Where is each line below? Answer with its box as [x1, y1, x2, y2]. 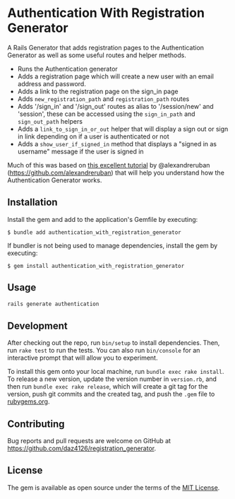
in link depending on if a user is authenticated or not [17, 132, 169, 141]
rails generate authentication [7, 300, 100, 307]
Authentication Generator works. [7, 175, 102, 184]
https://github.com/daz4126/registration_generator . [7, 444, 157, 453]
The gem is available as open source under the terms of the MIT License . [7, 483, 220, 492]
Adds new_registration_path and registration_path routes [17, 94, 190, 103]
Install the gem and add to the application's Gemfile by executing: [7, 215, 198, 223]
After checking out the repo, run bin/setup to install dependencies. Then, [7, 339, 220, 347]
